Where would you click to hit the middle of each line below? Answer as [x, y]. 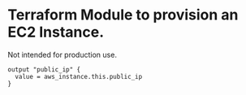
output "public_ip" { [44, 69]
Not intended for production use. [62, 54]
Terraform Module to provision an [123, 15]
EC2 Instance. [56, 32]
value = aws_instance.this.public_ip [79, 76]
